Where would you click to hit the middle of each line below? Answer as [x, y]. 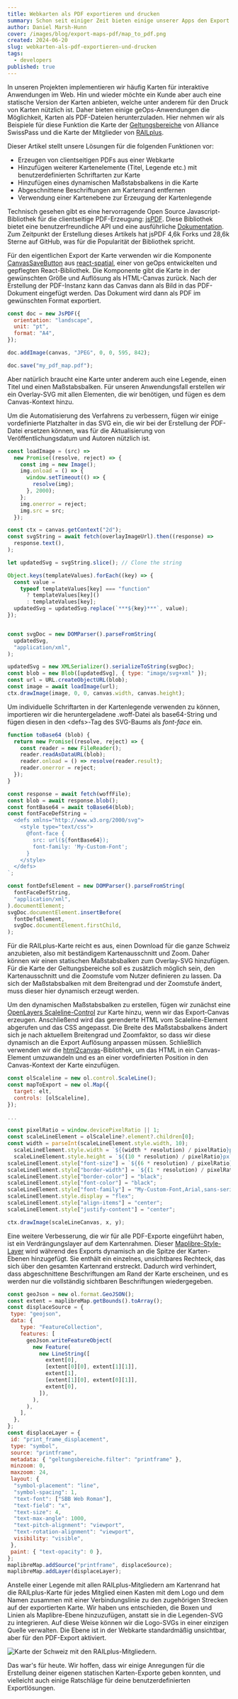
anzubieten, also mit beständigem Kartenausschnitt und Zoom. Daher [109, 953]
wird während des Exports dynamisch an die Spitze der [106, 1251]
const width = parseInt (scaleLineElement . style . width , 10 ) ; [98, 1144]
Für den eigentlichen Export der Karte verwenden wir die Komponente [109, 255]
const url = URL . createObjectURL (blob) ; [68, 680]
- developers [33, 60]
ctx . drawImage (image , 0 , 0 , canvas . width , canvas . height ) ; [96, 693]
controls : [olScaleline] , [52, 1098]
